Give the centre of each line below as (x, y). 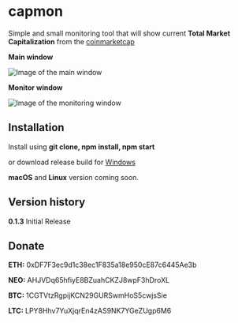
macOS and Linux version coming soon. (74, 177)
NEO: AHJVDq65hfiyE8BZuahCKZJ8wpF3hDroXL (89, 280)
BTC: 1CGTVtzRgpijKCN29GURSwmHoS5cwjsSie (88, 295)
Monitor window (35, 87)
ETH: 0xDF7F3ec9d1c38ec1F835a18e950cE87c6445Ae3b (102, 265)
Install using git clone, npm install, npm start (82, 146)
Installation (36, 128)
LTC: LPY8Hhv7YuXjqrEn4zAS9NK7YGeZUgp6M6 (90, 311)
